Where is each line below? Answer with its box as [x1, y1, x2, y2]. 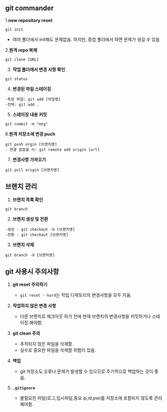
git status [5, 76, 28, 82]
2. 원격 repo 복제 [5, 47, 37, 53]
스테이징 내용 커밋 [12, 111, 47, 117]
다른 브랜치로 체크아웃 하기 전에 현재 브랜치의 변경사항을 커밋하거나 [19, 313, 151, 319]
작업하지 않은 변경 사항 [12, 303, 56, 309]
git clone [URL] [5, 57, 39, 62]
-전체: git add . [5, 102, 39, 107]
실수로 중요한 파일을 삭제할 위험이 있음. [19, 347, 96, 353]
